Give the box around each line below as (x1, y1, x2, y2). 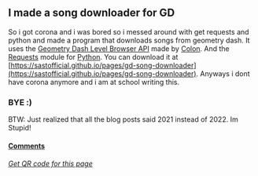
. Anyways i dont (196, 68, 250, 78)
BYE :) (8, 97, 33, 108)
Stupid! (8, 123, 31, 133)
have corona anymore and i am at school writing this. (8, 77, 180, 86)
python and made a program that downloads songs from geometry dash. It (8, 35, 250, 45)
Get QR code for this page (8, 159, 93, 168)
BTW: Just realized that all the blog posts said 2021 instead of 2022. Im (8, 115, 238, 124)
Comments (8, 141, 46, 150)
